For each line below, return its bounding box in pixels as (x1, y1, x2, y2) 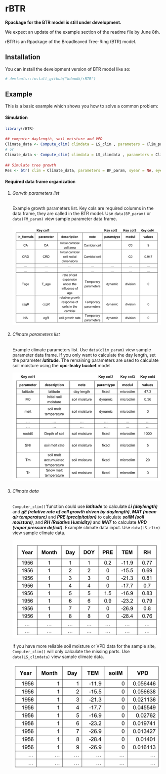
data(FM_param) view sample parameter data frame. (12, 216, 117, 222)
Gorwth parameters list (12, 190, 60, 196)
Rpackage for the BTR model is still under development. (5, 19, 122, 25)
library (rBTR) (5, 126, 35, 131)
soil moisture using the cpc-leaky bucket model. (12, 362, 112, 368)
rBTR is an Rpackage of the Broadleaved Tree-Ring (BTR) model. (5, 38, 137, 45)
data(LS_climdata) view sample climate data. (12, 654, 105, 660)
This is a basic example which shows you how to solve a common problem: (5, 103, 158, 109)
